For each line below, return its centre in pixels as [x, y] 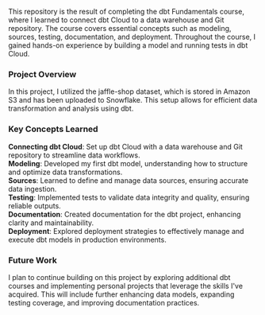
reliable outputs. [35, 205]
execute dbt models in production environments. [87, 239]
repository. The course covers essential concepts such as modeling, [120, 28]
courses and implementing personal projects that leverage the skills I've [126, 286]
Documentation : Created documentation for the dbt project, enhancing [125, 214]
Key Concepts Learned [53, 129]
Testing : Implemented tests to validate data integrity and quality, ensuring [129, 197]
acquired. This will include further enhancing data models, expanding [121, 294]
